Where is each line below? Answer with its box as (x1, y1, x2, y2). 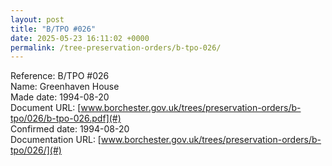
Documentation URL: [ (10, 134, 102, 146)
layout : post (10, 14, 65, 25)
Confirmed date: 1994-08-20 (10, 123, 130, 135)
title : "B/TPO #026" (10, 24, 97, 34)
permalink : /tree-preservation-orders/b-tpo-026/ (10, 42, 222, 53)
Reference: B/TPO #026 (10, 70, 110, 82)
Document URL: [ (10, 102, 82, 114)
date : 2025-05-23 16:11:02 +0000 (10, 33, 150, 43)
